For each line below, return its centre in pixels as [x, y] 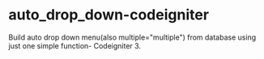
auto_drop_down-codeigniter [109, 15]
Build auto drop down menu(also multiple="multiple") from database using [132, 37]
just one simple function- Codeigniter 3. [75, 45]
